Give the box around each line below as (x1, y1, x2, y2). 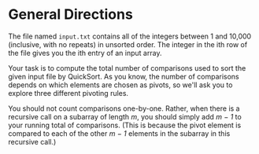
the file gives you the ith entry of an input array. (8, 48, 162, 57)
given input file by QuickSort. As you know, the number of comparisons (8, 71, 239, 81)
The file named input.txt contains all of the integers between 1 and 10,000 (8, 31, 252, 41)
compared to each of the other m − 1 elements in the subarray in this (8, 128, 231, 138)
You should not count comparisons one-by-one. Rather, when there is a (8, 104, 240, 113)
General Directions (8, 5, 134, 24)
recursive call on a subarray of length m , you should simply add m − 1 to (8, 112, 242, 121)
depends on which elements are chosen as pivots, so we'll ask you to (8, 80, 233, 90)
